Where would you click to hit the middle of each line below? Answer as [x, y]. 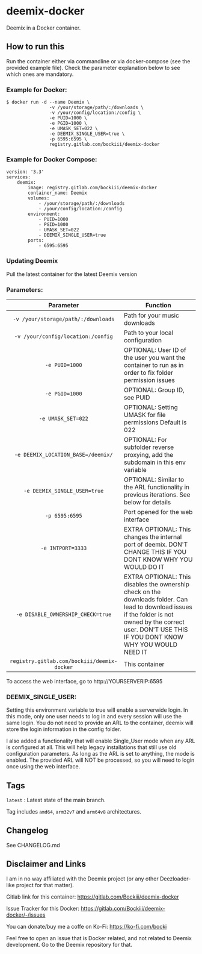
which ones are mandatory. [40, 74]
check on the [142, 592]
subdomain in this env [155, 462]
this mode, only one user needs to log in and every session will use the [94, 717]
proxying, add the [149, 454]
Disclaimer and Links [46, 864]
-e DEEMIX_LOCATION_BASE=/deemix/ [63, 454]
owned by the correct [154, 622]
